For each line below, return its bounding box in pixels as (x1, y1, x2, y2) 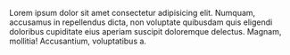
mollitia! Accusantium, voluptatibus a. (9, 35, 147, 46)
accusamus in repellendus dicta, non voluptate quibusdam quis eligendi (9, 17, 273, 27)
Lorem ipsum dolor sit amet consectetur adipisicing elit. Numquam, (9, 8, 256, 18)
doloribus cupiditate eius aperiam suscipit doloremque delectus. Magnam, (9, 27, 282, 36)
